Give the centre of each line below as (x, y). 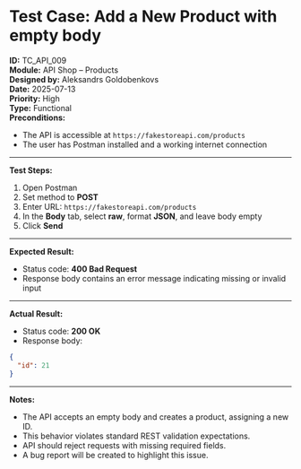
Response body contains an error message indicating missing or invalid (154, 278)
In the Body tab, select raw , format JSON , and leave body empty (142, 216)
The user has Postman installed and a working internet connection (145, 144)
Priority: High (34, 98)
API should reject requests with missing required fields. (124, 445)
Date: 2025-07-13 (43, 89)
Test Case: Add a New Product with (143, 17)
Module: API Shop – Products (64, 70)
